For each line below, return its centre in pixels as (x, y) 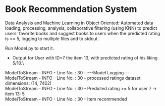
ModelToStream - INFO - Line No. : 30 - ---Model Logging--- (68, 72)
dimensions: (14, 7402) (28, 83)
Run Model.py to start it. (30, 48)
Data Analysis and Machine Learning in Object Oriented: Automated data (79, 23)
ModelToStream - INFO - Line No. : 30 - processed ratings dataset (73, 78)
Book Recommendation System (71, 9)
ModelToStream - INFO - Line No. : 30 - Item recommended (66, 99)
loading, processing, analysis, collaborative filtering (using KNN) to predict (81, 28)
